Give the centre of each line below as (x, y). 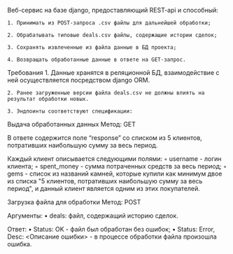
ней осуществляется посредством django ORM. (79, 80)
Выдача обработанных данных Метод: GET (72, 124)
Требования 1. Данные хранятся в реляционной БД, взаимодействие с (113, 72)
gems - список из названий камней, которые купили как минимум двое (115, 174)
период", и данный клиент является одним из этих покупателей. (104, 189)
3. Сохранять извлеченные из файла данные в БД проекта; (92, 48)
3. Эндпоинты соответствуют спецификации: (70, 111)
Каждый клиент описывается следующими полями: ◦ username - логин (114, 159)
